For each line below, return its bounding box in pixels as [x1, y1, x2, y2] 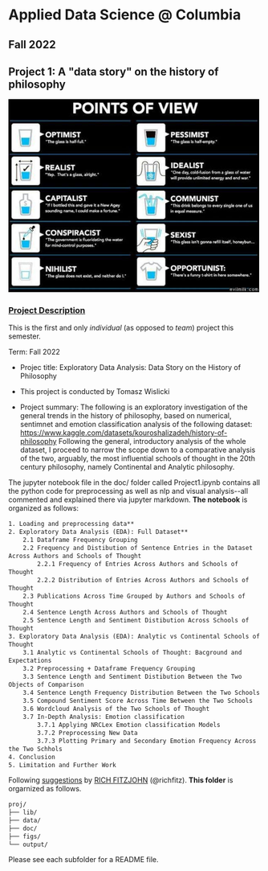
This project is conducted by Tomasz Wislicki [19, 387, 170, 396]
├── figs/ [8, 832, 42, 841]
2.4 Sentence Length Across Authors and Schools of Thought [22, 609, 228, 617]
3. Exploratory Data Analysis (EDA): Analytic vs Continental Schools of [8, 633, 261, 641]
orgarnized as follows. [8, 784, 82, 794]
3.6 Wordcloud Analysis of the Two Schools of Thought [22, 705, 210, 713]
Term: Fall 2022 [8, 347, 60, 357]
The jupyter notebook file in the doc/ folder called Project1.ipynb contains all [8, 478, 261, 487]
